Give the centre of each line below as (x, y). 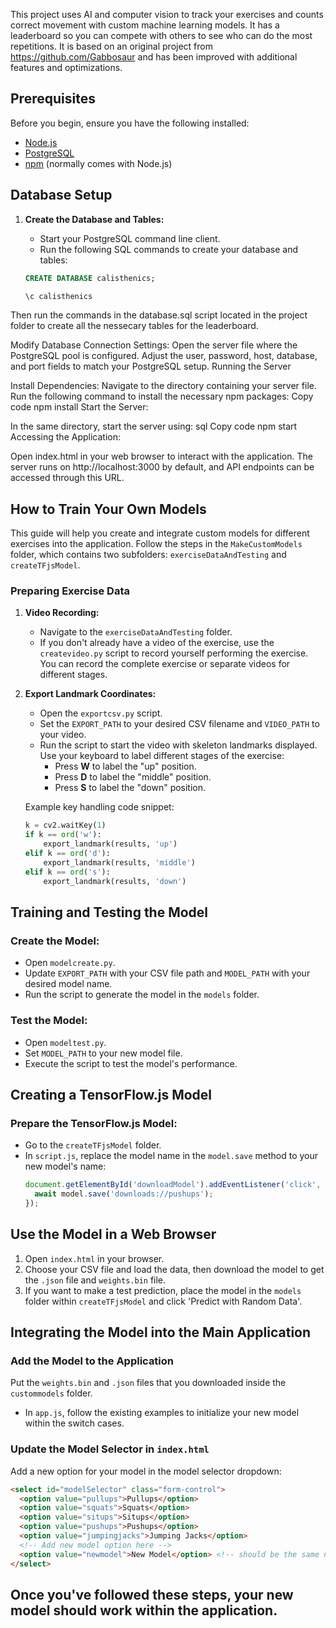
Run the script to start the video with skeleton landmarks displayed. (178, 745)
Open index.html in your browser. (94, 1258)
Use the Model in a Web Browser (113, 1234)
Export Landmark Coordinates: (90, 694)
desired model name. (68, 984)
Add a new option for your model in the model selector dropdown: (146, 1471)
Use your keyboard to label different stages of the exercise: (162, 756)
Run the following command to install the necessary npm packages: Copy (162, 396)
